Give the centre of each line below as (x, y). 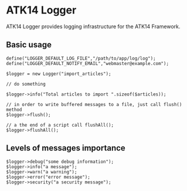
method (14, 110)
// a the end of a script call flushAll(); (60, 125)
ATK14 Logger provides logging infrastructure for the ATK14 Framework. (93, 26)
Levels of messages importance (66, 148)
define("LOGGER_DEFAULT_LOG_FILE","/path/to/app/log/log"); (81, 58)
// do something (26, 84)
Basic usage (29, 45)
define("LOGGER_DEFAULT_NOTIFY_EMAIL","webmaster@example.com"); (87, 63)
